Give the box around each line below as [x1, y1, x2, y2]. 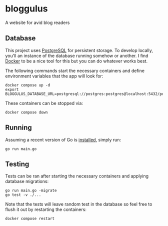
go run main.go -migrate [5, 188, 57, 193]
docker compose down [5, 109, 48, 115]
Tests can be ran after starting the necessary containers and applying [5, 173, 149, 179]
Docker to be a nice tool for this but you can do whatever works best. [5, 58, 148, 64]
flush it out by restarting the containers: [5, 206, 86, 212]
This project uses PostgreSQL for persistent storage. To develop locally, [5, 47, 153, 53]
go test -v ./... [5, 192, 41, 197]
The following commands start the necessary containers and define [5, 67, 145, 73]
